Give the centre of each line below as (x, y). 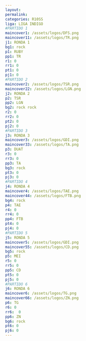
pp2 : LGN (14, 103)
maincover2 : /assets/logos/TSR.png (42, 84)
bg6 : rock (15, 321)
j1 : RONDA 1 (17, 42)
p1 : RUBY (14, 51)
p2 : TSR (13, 98)
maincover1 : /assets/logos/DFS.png (42, 33)
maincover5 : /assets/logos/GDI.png (42, 242)
